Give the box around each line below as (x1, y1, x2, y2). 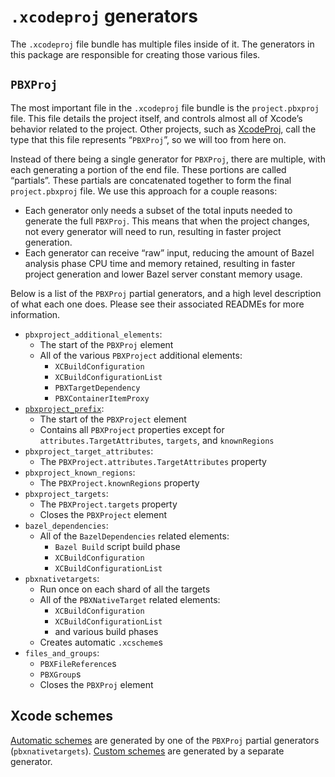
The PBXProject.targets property (39, 498, 178, 510)
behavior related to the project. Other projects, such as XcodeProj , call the (10, 123, 317, 135)
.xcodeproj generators (10, 5, 198, 28)
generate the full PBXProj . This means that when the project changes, (24, 215, 310, 227)
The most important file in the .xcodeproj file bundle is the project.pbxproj (10, 101, 320, 114)
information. (10, 308, 61, 320)
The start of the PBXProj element (39, 338, 174, 350)
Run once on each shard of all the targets (39, 583, 211, 595)
